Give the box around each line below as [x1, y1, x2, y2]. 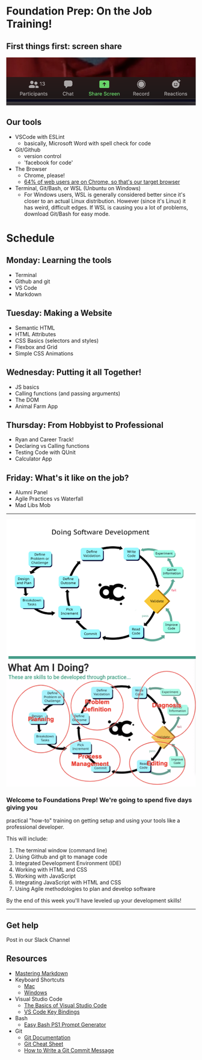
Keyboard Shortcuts [14, 976, 65, 983]
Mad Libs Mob [14, 502, 51, 509]
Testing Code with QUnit [14, 449, 76, 456]
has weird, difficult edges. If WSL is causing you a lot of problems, [23, 203, 188, 211]
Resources [6, 954, 47, 964]
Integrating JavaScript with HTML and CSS [14, 879, 121, 886]
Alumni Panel [14, 489, 48, 496]
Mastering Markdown [14, 969, 68, 977]
